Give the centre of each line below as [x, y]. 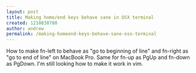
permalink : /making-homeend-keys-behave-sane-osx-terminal [82, 34]
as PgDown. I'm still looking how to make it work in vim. [75, 64]
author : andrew [25, 28]
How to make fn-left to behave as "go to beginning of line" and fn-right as [97, 51]
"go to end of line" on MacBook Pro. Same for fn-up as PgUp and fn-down [98, 57]
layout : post [22, 12]
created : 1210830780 [32, 23]
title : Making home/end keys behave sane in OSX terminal [80, 17]
